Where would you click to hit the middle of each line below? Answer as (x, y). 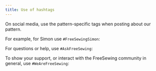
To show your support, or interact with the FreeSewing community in (76, 58)
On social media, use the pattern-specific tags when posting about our (78, 24)
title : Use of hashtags (30, 10)
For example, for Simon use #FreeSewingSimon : (52, 39)
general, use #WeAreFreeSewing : (37, 63)
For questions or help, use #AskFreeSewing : (49, 48)
